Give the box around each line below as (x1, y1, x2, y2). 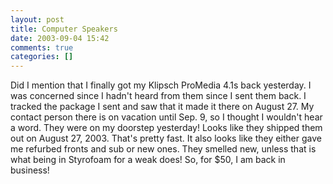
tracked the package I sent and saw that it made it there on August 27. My (10, 101, 315, 113)
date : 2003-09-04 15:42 (10, 33, 110, 43)
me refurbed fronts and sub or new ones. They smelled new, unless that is (10, 143, 317, 155)
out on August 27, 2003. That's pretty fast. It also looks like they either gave (10, 132, 322, 145)
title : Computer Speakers (10, 24, 118, 34)
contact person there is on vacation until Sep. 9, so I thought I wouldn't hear (10, 111, 323, 123)
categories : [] (10, 52, 74, 62)
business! (10, 164, 50, 176)
